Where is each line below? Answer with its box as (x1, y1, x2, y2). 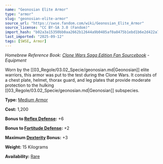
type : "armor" (5, 12, 34, 17)
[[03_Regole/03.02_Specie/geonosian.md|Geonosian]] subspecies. (5, 87, 140, 93)
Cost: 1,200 (5, 106, 29, 112)
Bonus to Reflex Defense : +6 (5, 115, 64, 122)
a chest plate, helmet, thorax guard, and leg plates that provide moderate (5, 77, 151, 83)
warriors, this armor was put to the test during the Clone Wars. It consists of (5, 72, 157, 78)
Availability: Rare (5, 153, 40, 159)
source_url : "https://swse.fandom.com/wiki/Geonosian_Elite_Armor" (5, 20, 145, 26)
